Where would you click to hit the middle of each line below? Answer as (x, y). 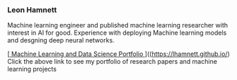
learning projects (32, 69)
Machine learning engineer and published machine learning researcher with (118, 25)
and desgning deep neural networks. (61, 40)
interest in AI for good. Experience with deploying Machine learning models (117, 33)
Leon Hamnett (32, 10)
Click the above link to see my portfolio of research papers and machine (112, 62)
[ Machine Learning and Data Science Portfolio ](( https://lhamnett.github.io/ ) (118, 54)
